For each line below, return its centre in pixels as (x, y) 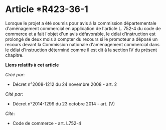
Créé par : (15, 74)
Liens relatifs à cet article (32, 65)
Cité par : (14, 94)
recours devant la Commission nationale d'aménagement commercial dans (82, 44)
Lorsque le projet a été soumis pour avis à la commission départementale (81, 23)
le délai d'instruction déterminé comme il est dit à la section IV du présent (81, 50)
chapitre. (14, 55)
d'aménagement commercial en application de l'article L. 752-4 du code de (83, 28)
